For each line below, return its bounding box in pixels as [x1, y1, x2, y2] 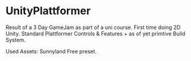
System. [5, 36, 26, 43]
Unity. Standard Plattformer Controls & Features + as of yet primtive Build [5, 30, 186, 37]
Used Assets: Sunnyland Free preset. [5, 47, 97, 54]
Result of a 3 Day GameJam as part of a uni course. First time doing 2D [5, 24, 181, 31]
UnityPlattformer [5, 4, 91, 18]
